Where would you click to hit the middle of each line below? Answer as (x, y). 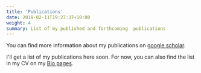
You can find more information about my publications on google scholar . (96, 45)
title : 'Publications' (35, 12)
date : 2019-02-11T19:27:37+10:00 (48, 17)
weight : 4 (19, 23)
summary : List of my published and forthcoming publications (86, 28)
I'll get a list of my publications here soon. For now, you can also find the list (101, 57)
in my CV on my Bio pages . (40, 63)
